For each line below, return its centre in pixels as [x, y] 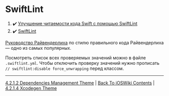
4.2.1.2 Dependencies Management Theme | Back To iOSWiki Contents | [80, 83]
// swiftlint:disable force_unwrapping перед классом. [65, 68]
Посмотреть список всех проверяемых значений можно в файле [75, 58]
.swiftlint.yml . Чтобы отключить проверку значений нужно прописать [82, 63]
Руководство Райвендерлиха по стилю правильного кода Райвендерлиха [84, 42]
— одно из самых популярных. [38, 48]
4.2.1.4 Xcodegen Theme [31, 88]
